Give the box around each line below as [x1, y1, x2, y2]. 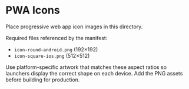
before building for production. [5, 76, 80, 83]
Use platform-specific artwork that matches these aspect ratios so [5, 63, 167, 71]
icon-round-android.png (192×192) [14, 45, 98, 53]
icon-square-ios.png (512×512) [14, 52, 90, 59]
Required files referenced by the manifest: [5, 34, 108, 41]
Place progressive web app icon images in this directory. [5, 23, 143, 30]
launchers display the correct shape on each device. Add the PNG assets [5, 70, 183, 77]
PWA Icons [5, 4, 60, 17]
